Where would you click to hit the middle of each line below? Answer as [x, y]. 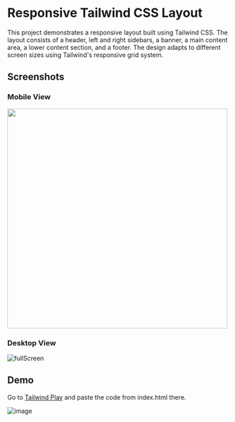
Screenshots [36, 77]
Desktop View [32, 343]
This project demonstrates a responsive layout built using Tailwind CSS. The [118, 32]
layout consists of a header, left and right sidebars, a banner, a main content [118, 39]
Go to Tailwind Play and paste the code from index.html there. [97, 397]
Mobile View [29, 97]
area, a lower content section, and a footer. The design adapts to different [114, 47]
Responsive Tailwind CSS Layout [105, 13]
